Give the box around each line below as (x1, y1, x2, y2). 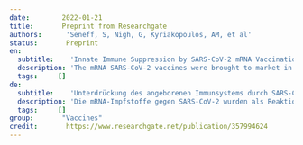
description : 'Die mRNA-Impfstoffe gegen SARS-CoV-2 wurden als (17, 96, 264, 106)
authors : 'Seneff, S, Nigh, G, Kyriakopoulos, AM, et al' (9, 30, 252, 39)
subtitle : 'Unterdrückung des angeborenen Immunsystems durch (17, 88, 269, 97)
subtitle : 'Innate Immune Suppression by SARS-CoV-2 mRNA (17, 55, 252, 64)
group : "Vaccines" (9, 113, 103, 122)
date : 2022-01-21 (9, 13, 103, 23)
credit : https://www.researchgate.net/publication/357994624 (9, 122, 269, 131)
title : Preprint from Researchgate (9, 22, 168, 31)
